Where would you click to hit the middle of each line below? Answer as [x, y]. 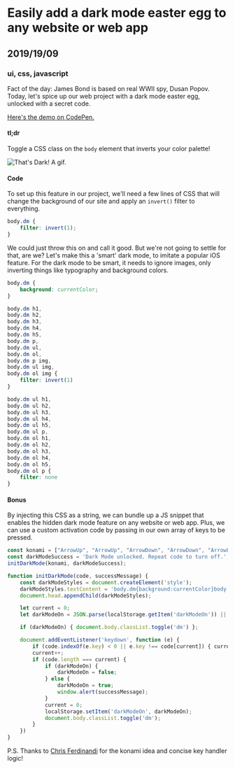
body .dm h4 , [24, 328]
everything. [24, 209]
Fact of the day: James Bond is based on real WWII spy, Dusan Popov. [108, 88]
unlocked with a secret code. [49, 104]
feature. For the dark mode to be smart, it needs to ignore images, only [109, 262]
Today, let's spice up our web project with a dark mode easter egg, [104, 96]
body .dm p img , [29, 361]
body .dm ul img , [31, 367]
